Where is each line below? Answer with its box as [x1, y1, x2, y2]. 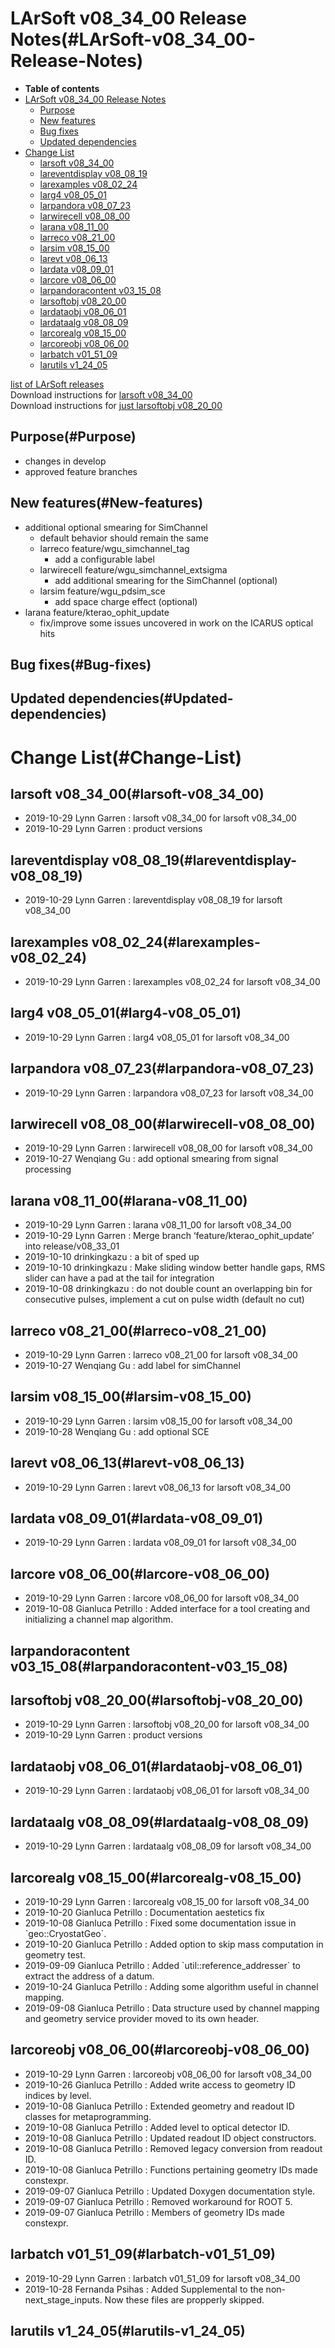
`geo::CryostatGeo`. [24, 1927, 107, 1939]
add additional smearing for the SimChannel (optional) [54, 574, 278, 586]
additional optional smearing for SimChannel [24, 521, 208, 533]
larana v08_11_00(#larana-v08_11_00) [10, 1192, 248, 1209]
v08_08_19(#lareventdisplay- [111, 852, 298, 869]
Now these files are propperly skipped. [104, 2293, 265, 2306]
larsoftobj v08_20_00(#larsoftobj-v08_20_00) [10, 1692, 304, 1709]
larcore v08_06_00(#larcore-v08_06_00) [10, 1565, 271, 1582]
